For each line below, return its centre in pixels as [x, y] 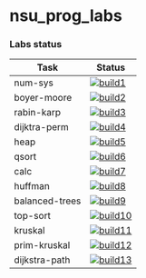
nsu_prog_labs [66, 16]
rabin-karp [38, 113]
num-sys [34, 83]
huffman [32, 186]
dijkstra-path [42, 260]
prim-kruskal [42, 245]
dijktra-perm [42, 127]
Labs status [36, 45]
